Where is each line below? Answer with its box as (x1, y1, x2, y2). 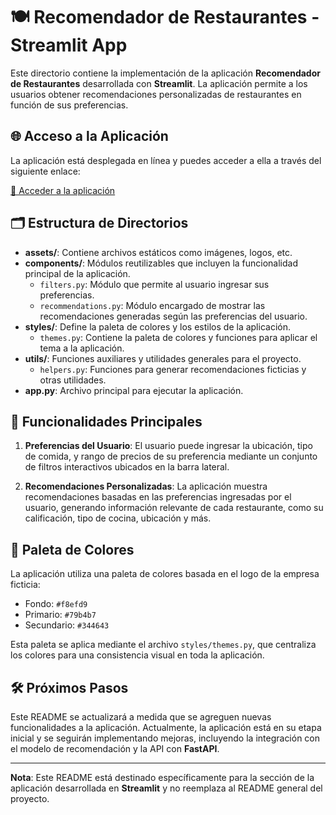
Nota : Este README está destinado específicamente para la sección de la (10, 772, 315, 783)
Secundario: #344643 (24, 619, 110, 631)
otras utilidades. (39, 374, 107, 386)
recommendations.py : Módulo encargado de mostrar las (39, 299, 266, 311)
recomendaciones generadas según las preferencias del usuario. (39, 310, 308, 322)
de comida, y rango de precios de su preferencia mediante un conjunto (24, 450, 318, 463)
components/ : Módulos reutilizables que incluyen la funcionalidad (24, 257, 299, 269)
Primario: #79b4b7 (24, 609, 97, 621)
